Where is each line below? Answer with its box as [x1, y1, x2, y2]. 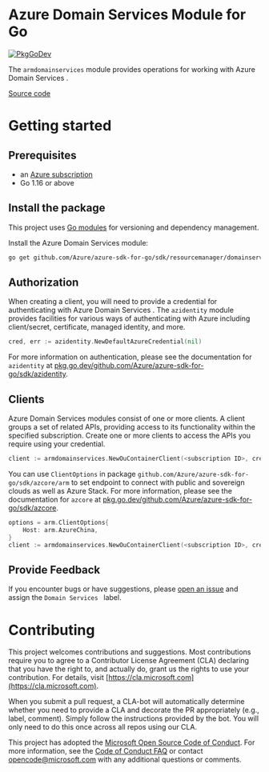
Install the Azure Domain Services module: [8, 238, 149, 247]
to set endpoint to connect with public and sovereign [70, 478, 246, 487]
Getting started [8, 117, 112, 135]
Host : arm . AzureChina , [22, 526, 98, 534]
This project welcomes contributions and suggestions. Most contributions [8, 647, 251, 657]
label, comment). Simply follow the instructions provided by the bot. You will [8, 714, 259, 723]
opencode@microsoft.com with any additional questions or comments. [8, 754, 242, 765]
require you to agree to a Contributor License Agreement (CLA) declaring [8, 656, 250, 666]
